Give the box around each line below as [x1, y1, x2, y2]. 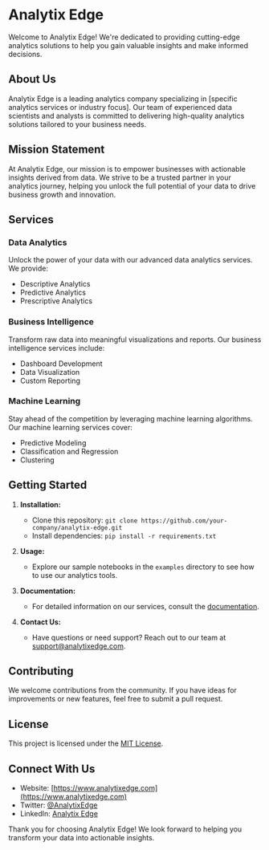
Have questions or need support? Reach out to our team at [31, 632, 226, 642]
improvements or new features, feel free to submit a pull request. [8, 694, 223, 704]
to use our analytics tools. [31, 570, 118, 580]
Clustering [19, 455, 55, 465]
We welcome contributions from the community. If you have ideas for [8, 685, 237, 695]
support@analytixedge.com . [31, 641, 126, 651]
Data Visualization [19, 367, 80, 376]
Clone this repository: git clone [31, 515, 138, 525]
